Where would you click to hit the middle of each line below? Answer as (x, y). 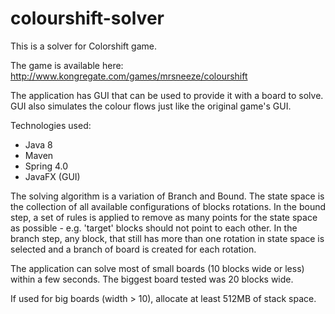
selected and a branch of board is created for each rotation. (133, 249)
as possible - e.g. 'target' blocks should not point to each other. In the (154, 228)
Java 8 (38, 144)
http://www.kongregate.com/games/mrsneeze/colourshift (129, 76)
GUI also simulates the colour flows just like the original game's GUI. (151, 106)
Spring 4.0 (46, 166)
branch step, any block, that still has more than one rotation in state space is (167, 238)
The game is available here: (67, 65)
